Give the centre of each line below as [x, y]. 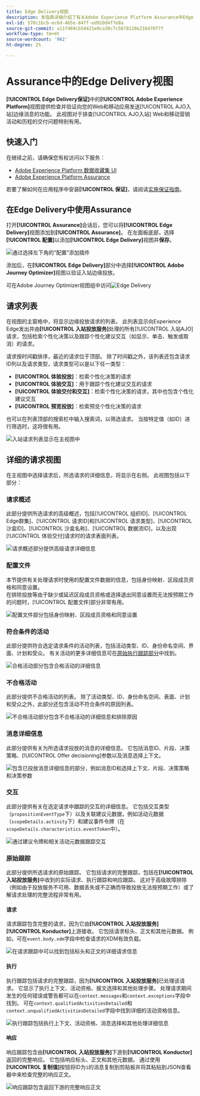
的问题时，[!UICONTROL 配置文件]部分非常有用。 [67, 602]
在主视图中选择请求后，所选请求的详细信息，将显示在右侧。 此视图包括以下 [98, 475]
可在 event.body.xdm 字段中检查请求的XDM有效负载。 [80, 939]
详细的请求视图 [34, 460]
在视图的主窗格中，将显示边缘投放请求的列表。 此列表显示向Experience [94, 322]
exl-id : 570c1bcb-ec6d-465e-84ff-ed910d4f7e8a [65, 23]
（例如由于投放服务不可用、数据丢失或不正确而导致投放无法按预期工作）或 [97, 888]
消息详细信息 [25, 734]
